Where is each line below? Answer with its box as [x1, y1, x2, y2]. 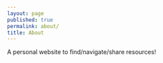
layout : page [7, 10, 44, 17]
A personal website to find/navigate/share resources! [7, 48, 157, 56]
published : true [7, 16, 53, 23]
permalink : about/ [7, 23, 59, 29]
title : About [7, 29, 44, 36]
